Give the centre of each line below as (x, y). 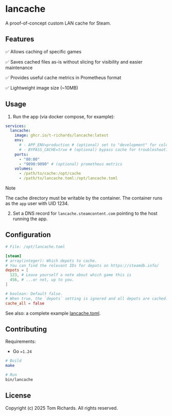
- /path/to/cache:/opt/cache (50, 174)
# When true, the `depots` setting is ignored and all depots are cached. (87, 298)
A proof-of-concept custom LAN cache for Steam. (58, 23)
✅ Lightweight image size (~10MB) (42, 88)
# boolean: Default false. (34, 294)
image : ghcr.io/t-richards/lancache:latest (62, 136)
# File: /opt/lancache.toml (35, 246)
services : (16, 126)
